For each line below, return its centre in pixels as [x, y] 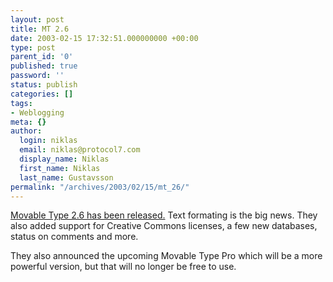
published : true [44, 66]
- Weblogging [37, 112]
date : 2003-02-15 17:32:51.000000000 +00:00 [104, 38]
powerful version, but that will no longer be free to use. [123, 267]
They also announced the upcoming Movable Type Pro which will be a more [166, 256]
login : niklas [48, 141]
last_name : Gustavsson [66, 177]
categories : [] [42, 94]
